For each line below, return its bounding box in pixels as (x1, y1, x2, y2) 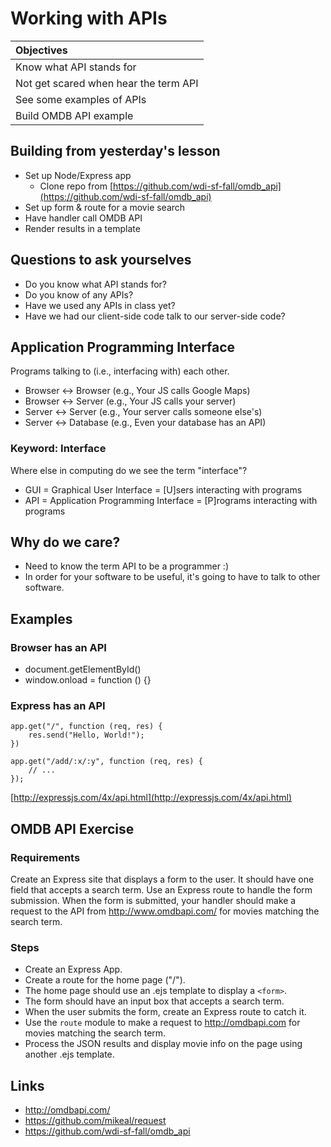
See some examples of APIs (15, 92, 147, 106)
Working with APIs (10, 7, 168, 30)
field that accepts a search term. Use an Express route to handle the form (10, 884, 313, 896)
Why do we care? (10, 534, 121, 551)
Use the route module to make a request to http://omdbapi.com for (24, 1017, 301, 1029)
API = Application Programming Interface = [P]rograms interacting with (24, 494, 318, 506)
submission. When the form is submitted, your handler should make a (10, 895, 297, 907)
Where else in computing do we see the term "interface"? (10, 464, 248, 476)
